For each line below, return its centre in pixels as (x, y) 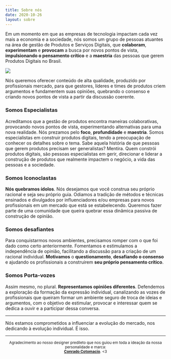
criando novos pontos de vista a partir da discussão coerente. (70, 97)
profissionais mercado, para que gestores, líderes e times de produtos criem (85, 86)
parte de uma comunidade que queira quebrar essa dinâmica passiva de (81, 210)
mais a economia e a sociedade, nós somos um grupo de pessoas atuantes (84, 39)
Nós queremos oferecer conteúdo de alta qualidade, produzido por (76, 81)
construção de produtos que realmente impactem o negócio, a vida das (80, 159)
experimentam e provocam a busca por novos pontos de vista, (72, 50)
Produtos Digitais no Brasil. (34, 61)
